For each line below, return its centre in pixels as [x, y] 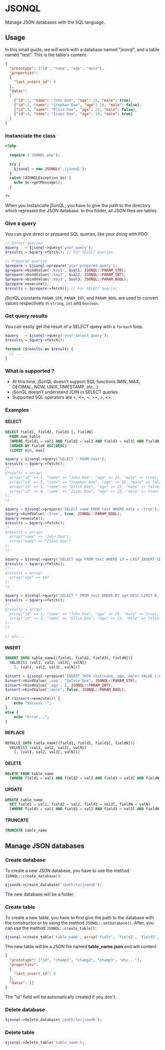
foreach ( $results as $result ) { [39, 349]
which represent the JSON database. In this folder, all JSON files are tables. [82, 210]
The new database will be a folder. [40, 894]
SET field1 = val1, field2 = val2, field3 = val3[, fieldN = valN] [80, 805]
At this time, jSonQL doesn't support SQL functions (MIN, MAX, [76, 381]
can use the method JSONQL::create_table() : [51, 928]
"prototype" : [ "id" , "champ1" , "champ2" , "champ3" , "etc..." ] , [76, 960]
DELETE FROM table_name [29, 774]
